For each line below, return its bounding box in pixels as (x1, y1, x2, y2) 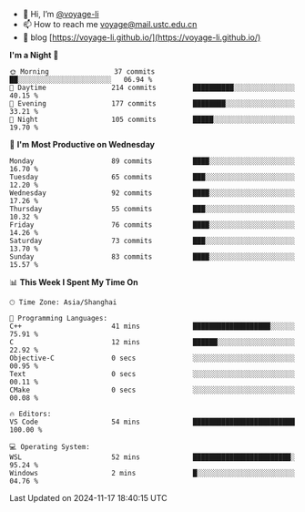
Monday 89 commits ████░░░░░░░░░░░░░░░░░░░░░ (9, 157, 296, 166)
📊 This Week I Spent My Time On (9, 277, 138, 287)
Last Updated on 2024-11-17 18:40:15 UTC (9, 493, 168, 503)
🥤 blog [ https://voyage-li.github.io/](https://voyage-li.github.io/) (22, 32, 261, 43)
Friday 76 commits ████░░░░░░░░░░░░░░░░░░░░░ (9, 220, 296, 230)
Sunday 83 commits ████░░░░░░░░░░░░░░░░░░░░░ (9, 252, 296, 261)
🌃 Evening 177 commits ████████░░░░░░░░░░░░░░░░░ (9, 99, 296, 108)
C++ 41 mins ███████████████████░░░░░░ (9, 322, 296, 331)
